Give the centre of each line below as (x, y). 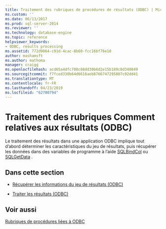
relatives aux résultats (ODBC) (69, 127)
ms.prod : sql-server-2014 (32, 23)
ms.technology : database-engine (38, 33)
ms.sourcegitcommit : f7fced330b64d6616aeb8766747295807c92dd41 (72, 74)
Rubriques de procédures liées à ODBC (45, 221)
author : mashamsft (24, 56)
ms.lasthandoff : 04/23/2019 (34, 88)
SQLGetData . (19, 157)
